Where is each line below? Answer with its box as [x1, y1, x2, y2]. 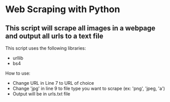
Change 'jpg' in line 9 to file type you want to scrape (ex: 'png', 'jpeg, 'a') [12, 85, 165, 91]
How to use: [5, 70, 30, 76]
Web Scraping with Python [5, 4, 120, 15]
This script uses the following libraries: [5, 45, 86, 51]
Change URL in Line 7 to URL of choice [12, 80, 94, 86]
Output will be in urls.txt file [12, 91, 71, 97]
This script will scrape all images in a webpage [5, 24, 156, 32]
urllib [12, 55, 24, 61]
